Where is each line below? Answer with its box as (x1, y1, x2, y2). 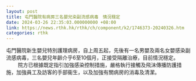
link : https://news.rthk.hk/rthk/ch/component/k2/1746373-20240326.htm (6, 24, 184, 31)
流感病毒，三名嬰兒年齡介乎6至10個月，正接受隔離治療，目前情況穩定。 (6, 54, 179, 61)
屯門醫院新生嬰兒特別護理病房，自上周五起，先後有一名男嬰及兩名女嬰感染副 (6, 47, 191, 54)
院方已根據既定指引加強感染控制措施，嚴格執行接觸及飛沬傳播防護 (17, 62, 177, 69)
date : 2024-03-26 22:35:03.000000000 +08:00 (6, 19, 116, 25)
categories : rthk (6, 30, 49, 36)
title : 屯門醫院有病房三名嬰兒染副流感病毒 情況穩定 (6, 14, 121, 20)
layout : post (6, 8, 38, 15)
